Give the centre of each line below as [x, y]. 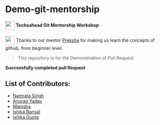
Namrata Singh [28, 96]
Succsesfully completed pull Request [45, 68]
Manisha [22, 106]
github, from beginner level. [34, 48]
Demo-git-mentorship [52, 9]
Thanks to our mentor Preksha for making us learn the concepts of [86, 40]
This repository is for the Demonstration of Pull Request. [76, 58]
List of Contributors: [38, 83]
